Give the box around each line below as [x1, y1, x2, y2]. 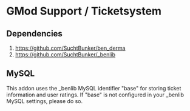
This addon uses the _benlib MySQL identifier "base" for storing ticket [6, 84, 182, 92]
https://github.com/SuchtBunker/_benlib [15, 51, 116, 58]
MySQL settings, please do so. [6, 97, 83, 104]
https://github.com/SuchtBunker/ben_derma [15, 44, 126, 52]
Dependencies [6, 29, 63, 39]
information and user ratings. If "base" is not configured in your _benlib [6, 91, 184, 98]
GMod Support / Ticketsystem [6, 4, 162, 18]
